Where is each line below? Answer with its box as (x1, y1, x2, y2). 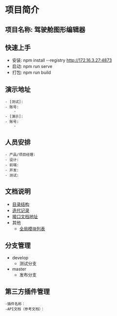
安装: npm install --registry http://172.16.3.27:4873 (12, 57, 112, 63)
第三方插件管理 (5, 288, 50, 296)
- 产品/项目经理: (5, 152, 35, 157)
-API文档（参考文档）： (5, 307, 45, 312)
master (12, 266, 27, 272)
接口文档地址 (12, 213, 38, 219)
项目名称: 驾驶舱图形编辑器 (5, 25, 85, 34)
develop (12, 254, 29, 260)
